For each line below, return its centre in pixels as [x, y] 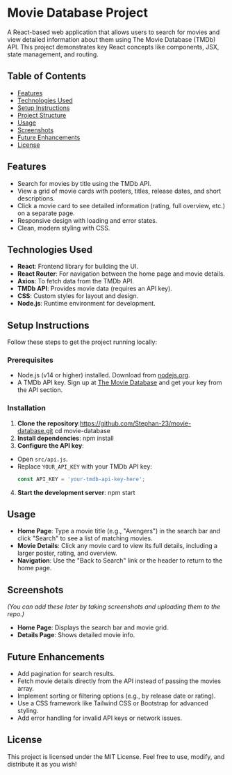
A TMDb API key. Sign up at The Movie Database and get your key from [119, 383]
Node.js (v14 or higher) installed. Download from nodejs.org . [103, 375]
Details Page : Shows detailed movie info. [76, 635]
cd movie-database [83, 430]
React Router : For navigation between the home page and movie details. [121, 274]
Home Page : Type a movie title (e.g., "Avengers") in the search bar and [119, 531]
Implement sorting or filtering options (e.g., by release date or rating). [116, 696]
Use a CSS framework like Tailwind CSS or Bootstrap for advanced [113, 703]
